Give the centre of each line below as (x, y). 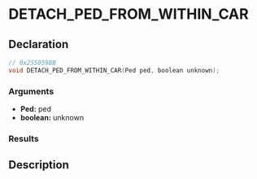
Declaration (39, 44)
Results (24, 138)
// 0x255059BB (33, 63)
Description (39, 165)
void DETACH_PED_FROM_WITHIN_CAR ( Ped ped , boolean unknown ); (114, 70)
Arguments (31, 91)
